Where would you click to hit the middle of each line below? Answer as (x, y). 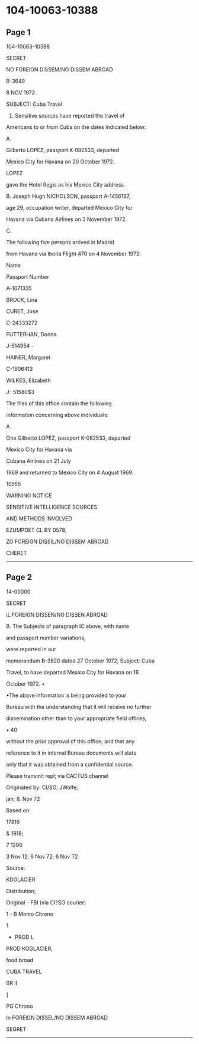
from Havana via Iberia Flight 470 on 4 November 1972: (73, 254)
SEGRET (16, 1029)
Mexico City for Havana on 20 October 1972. (60, 162)
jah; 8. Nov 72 (23, 799)
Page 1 (18, 32)
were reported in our (31, 649)
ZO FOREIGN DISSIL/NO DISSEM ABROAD (57, 542)
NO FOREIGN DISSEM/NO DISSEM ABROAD (60, 70)
